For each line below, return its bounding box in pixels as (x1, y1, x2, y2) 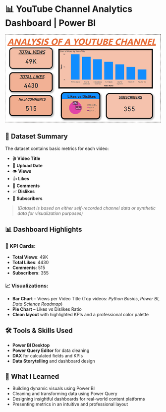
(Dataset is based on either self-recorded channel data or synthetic (17, 205, 156, 211)
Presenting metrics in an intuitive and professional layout (12, 401, 128, 407)
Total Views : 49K (12, 254, 49, 260)
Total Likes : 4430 (12, 259, 49, 265)
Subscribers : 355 (12, 270, 49, 275)
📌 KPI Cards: (5, 243, 36, 250)
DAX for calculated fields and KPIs (12, 352, 83, 358)
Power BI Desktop (12, 342, 50, 348)
